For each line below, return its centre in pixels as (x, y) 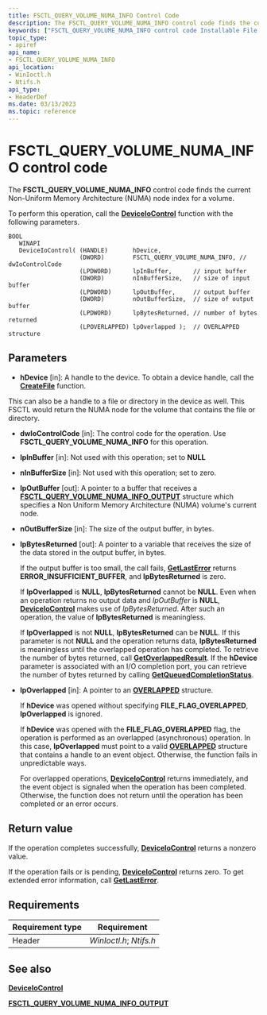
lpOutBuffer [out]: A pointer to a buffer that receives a (108, 488)
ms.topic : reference (43, 112)
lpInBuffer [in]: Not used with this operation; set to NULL (112, 457)
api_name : (25, 52)
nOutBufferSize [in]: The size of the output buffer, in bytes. (117, 528)
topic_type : (28, 38)
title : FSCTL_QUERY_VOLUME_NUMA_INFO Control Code (94, 15)
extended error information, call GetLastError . (84, 880)
